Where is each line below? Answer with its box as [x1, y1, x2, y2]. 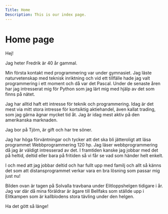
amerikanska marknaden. [5, 117, 58, 123]
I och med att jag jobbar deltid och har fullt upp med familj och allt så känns [5, 162, 161, 169]
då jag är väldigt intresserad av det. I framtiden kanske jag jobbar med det [5, 147, 158, 154]
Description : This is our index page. [5, 12, 87, 17]
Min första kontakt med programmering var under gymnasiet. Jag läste [5, 70, 152, 76]
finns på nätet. [5, 91, 35, 97]
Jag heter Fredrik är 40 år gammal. [5, 60, 77, 66]
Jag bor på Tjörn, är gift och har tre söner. [5, 127, 93, 133]
